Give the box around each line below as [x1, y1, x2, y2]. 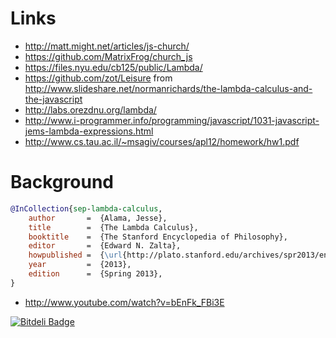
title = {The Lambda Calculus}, [28, 222, 199, 232]
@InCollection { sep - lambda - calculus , [10, 203, 163, 214]
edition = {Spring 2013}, [28, 269, 163, 279]
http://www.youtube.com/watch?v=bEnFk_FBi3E [24, 296, 225, 308]
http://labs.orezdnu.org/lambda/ [24, 103, 157, 116]
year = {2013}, [28, 260, 132, 270]
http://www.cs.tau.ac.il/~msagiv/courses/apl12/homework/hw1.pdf [24, 135, 300, 147]
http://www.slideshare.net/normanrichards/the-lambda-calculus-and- [24, 82, 313, 94]
